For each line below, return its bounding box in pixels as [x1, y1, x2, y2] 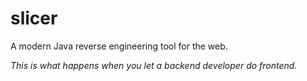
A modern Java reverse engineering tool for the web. [10, 40, 228, 52]
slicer [10, 7, 58, 30]
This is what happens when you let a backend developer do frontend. [10, 59, 298, 71]
